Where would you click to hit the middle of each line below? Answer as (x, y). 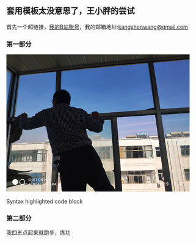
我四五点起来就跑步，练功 (38, 233)
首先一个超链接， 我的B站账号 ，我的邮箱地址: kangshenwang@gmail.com (97, 27)
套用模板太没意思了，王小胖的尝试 (71, 11)
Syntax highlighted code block (45, 201)
